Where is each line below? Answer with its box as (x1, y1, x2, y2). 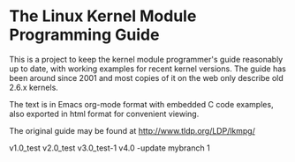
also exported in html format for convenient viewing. (9, 108, 200, 119)
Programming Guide (9, 25, 160, 45)
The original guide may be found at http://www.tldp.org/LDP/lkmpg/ (9, 125, 256, 136)
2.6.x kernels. (9, 82, 59, 92)
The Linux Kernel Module (9, 6, 197, 26)
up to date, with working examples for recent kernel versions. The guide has (9, 63, 287, 74)
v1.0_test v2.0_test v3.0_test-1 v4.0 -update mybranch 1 (9, 143, 210, 153)
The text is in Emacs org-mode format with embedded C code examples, (9, 99, 274, 109)
